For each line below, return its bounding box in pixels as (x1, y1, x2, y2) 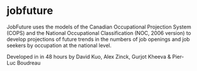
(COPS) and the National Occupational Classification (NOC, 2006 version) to (6, 29, 191, 36)
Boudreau (17, 59, 41, 66)
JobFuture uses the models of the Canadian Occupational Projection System (6, 23, 191, 30)
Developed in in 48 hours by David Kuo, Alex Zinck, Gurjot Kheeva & (6, 53, 171, 60)
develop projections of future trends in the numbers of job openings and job (6, 35, 190, 42)
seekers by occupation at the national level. (6, 42, 112, 49)
